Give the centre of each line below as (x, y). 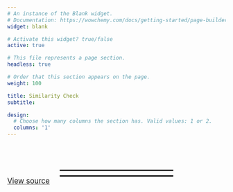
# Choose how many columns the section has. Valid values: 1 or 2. (113, 121)
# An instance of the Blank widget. (60, 14)
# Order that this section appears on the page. (79, 77)
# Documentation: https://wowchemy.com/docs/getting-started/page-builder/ (119, 20)
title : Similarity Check (43, 96)
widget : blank (28, 26)
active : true (26, 46)
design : (18, 115)
